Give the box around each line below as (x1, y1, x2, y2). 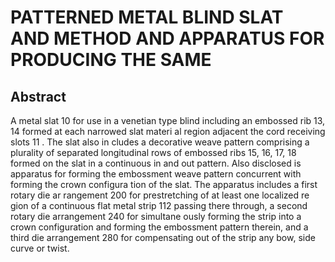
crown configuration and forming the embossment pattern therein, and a (10, 221, 309, 233)
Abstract (10, 88, 67, 105)
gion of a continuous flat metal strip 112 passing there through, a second (10, 200, 308, 211)
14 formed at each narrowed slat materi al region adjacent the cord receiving (10, 126, 326, 137)
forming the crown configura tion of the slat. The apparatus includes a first (10, 179, 318, 190)
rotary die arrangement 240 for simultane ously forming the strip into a (10, 211, 302, 222)
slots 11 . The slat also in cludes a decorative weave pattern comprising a (10, 136, 310, 148)
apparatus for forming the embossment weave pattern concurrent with (10, 168, 302, 180)
